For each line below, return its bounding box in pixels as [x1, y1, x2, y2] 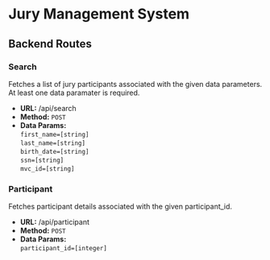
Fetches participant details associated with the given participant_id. [8, 202, 232, 212]
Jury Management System [8, 5, 190, 23]
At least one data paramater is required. [8, 88, 140, 97]
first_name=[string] [19, 130, 89, 138]
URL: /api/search [19, 103, 77, 113]
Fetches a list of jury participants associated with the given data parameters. [8, 79, 263, 89]
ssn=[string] [19, 156, 64, 164]
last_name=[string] [19, 138, 86, 147]
